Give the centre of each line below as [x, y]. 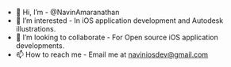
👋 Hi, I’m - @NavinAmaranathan [67, 12]
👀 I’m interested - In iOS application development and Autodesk [119, 20]
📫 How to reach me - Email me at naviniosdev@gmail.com [112, 54]
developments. [40, 46]
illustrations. [36, 29]
